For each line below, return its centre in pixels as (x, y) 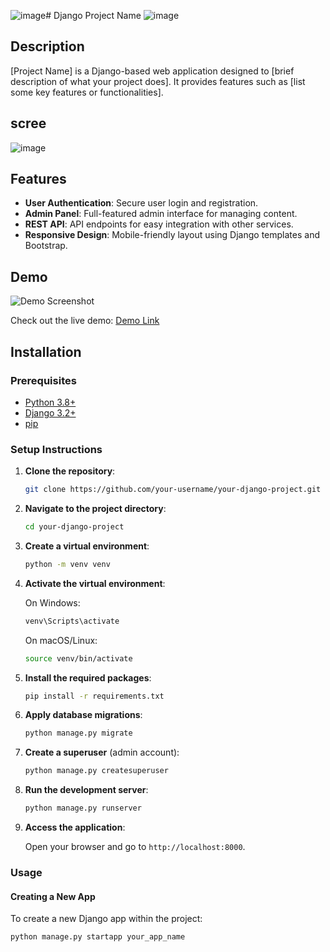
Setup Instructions (56, 449)
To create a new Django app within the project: (106, 919)
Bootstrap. (46, 246)
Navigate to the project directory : (95, 509)
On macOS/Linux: (61, 640)
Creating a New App (53, 896)
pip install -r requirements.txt (94, 696)
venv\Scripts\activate (72, 621)
